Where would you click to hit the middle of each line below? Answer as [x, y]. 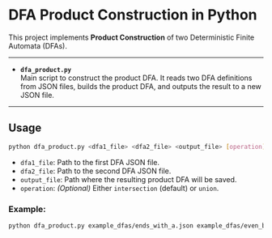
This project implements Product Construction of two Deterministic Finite [132, 37]
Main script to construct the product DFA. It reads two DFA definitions [136, 78]
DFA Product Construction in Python [133, 15]
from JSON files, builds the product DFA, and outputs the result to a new [140, 86]
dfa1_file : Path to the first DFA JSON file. [90, 162]
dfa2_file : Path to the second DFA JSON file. [96, 171]
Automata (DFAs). [38, 45]
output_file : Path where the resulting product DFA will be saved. [128, 179]
